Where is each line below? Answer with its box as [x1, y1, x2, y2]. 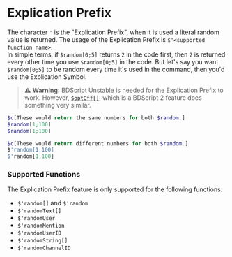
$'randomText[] [17, 207, 62, 214]
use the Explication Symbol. [7, 72, 87, 81]
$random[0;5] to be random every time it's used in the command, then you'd [7, 65, 225, 73]
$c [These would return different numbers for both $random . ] [7, 140, 189, 147]
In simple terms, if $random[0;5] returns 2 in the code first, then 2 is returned [7, 50, 226, 59]
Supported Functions [7, 170, 81, 179]
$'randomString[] [17, 237, 68, 244]
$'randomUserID [17, 230, 62, 237]
